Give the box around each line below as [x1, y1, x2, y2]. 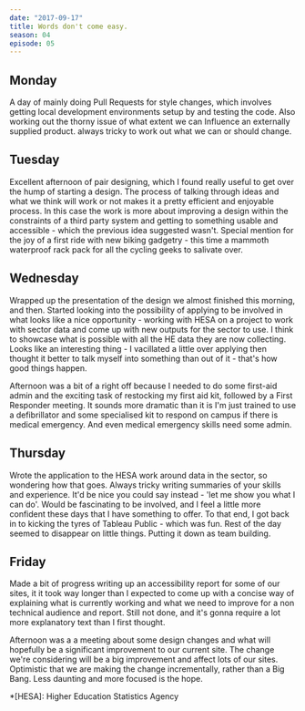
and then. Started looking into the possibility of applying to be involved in [9, 304, 284, 315]
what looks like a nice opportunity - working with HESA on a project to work [9, 314, 294, 325]
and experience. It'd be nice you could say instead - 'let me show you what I [9, 489, 296, 500]
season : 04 [9, 30, 51, 39]
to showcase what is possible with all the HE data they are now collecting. [9, 334, 287, 345]
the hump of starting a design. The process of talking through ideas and [9, 186, 280, 197]
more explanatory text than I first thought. [9, 617, 166, 628]
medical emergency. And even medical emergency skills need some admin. [9, 418, 292, 429]
